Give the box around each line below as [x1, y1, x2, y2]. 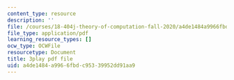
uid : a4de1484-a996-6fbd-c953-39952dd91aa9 [7, 62, 136, 69]
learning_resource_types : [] [7, 36, 92, 43]
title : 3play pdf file [7, 56, 73, 63]
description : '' [7, 17, 54, 24]
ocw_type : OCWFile [7, 42, 61, 49]
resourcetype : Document [7, 49, 77, 56]
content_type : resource [7, 10, 77, 17]
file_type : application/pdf [7, 29, 89, 37]
